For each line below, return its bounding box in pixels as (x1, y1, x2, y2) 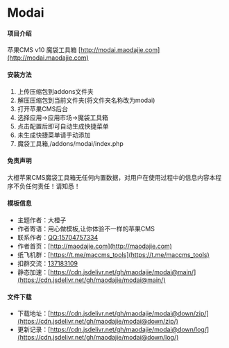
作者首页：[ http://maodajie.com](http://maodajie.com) (17, 242, 172, 250)
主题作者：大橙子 (17, 216, 67, 224)
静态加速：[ (17, 268, 51, 276)
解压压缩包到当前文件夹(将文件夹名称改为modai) (17, 96, 155, 104)
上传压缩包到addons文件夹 (17, 87, 94, 95)
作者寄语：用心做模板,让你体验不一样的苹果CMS (17, 224, 155, 233)
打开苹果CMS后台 (17, 104, 68, 113)
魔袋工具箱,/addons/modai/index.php (17, 139, 124, 147)
